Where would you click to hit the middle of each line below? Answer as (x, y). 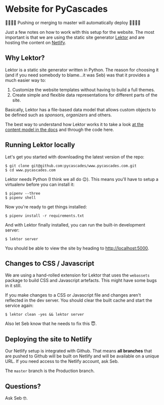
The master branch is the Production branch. (50, 371)
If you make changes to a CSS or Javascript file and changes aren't (73, 295)
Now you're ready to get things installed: (46, 206)
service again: (19, 305)
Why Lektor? (25, 58)
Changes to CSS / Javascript (50, 263)
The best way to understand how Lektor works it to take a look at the (74, 124)
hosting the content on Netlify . (36, 42)
